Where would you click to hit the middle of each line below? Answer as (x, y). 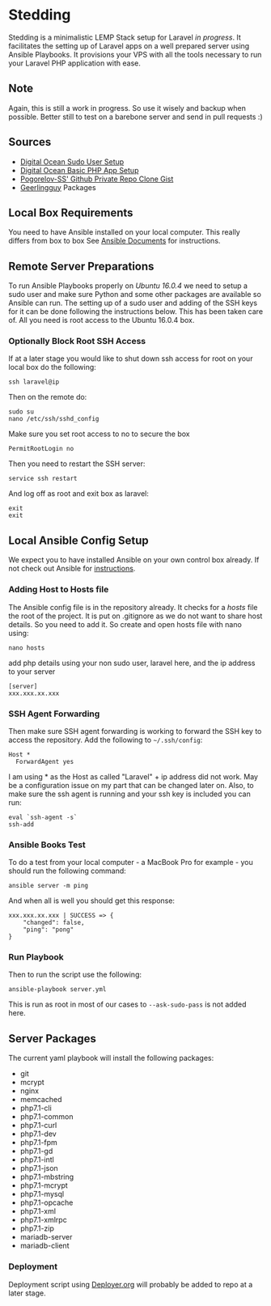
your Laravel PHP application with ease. (75, 63)
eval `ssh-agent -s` (43, 817)
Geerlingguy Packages (58, 187)
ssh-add (21, 824)
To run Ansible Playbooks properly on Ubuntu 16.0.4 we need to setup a (128, 286)
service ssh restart (43, 479)
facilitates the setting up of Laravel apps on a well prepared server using (129, 45)
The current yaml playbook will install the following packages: (111, 1058)
